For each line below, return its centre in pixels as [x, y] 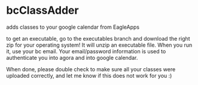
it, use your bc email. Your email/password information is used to [86, 51]
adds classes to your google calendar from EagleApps [73, 27]
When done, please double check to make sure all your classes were [91, 69]
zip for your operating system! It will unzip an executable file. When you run [99, 45]
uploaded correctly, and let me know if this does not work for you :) [89, 75]
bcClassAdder [42, 10]
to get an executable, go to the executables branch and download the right [98, 38]
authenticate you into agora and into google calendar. [72, 57]
